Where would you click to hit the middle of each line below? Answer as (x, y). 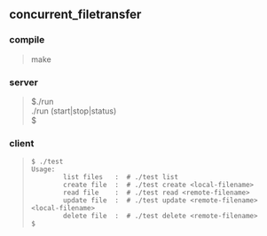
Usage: (43, 169)
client (22, 143)
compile (27, 40)
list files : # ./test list (121, 177)
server (24, 82)
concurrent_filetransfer (75, 15)
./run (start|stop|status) (74, 111)
